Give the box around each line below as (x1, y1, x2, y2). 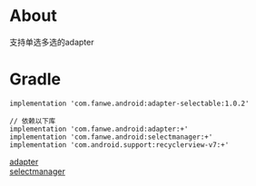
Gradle (9, 69, 62, 90)
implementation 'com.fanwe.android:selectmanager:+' (9, 132, 213, 142)
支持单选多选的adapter (9, 36, 94, 47)
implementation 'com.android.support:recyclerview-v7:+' (9, 140, 230, 150)
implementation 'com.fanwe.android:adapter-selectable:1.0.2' (9, 99, 250, 108)
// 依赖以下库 (9, 116, 56, 125)
